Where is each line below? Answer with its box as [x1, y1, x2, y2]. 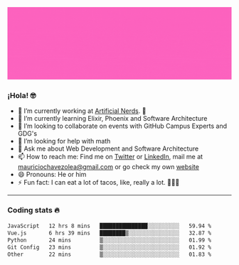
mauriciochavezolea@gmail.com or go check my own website [17, 163, 199, 171]
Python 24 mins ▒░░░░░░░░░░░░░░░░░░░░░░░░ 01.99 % [7, 237, 212, 244]
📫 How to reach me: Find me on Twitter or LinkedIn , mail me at [17, 153, 203, 161]
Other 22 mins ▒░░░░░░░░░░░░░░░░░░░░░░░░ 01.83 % [7, 251, 212, 258]
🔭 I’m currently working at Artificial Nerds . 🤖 [17, 107, 147, 115]
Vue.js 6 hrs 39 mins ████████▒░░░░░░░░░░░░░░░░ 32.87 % [7, 229, 212, 237]
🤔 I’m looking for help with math [17, 137, 111, 146]
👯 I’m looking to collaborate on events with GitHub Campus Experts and [17, 121, 228, 131]
